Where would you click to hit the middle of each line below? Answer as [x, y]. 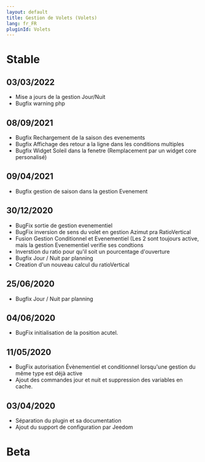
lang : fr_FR [21, 23]
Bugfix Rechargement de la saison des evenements [80, 138]
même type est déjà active [49, 374]
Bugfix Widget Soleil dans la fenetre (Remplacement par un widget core [106, 151]
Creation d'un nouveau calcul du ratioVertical [72, 264]
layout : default [27, 12]
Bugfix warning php [40, 104]
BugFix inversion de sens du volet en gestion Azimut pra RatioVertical [103, 232]
